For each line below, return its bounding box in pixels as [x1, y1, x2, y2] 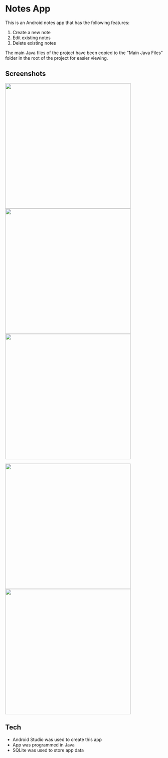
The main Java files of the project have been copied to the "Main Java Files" [5, 50, 163, 56]
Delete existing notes [12, 40, 56, 46]
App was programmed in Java [12, 741, 75, 747]
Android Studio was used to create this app [12, 736, 102, 742]
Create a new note [12, 29, 51, 35]
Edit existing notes [12, 35, 51, 41]
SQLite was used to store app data [12, 747, 84, 753]
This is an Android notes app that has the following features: [5, 20, 130, 26]
